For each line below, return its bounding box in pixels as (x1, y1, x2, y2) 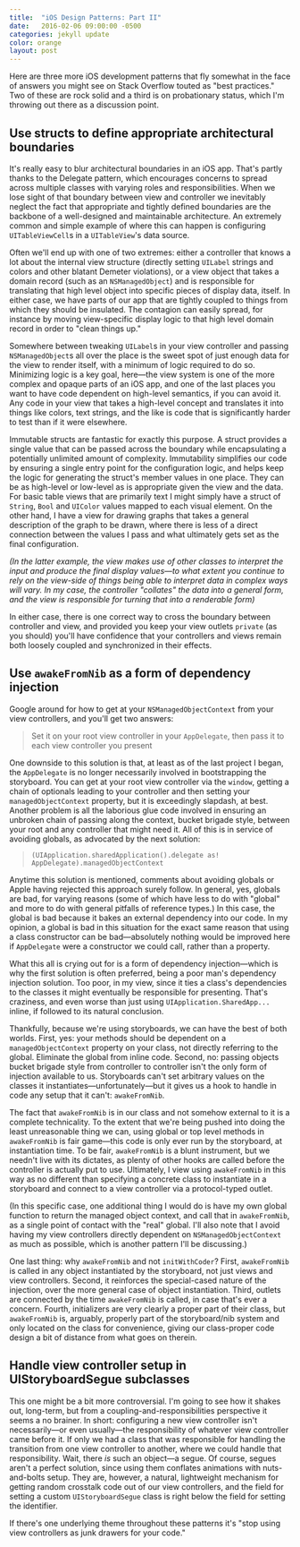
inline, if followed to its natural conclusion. (9, 1005, 164, 1016)
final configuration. (9, 538, 79, 549)
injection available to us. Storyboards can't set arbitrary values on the (9, 1071, 265, 1081)
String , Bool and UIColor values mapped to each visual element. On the (9, 500, 273, 511)
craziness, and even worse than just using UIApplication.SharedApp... (9, 996, 271, 1007)
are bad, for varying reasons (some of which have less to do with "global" (9, 893, 280, 904)
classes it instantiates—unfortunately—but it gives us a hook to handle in (9, 1080, 277, 1090)
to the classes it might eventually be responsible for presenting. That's (9, 987, 268, 997)
